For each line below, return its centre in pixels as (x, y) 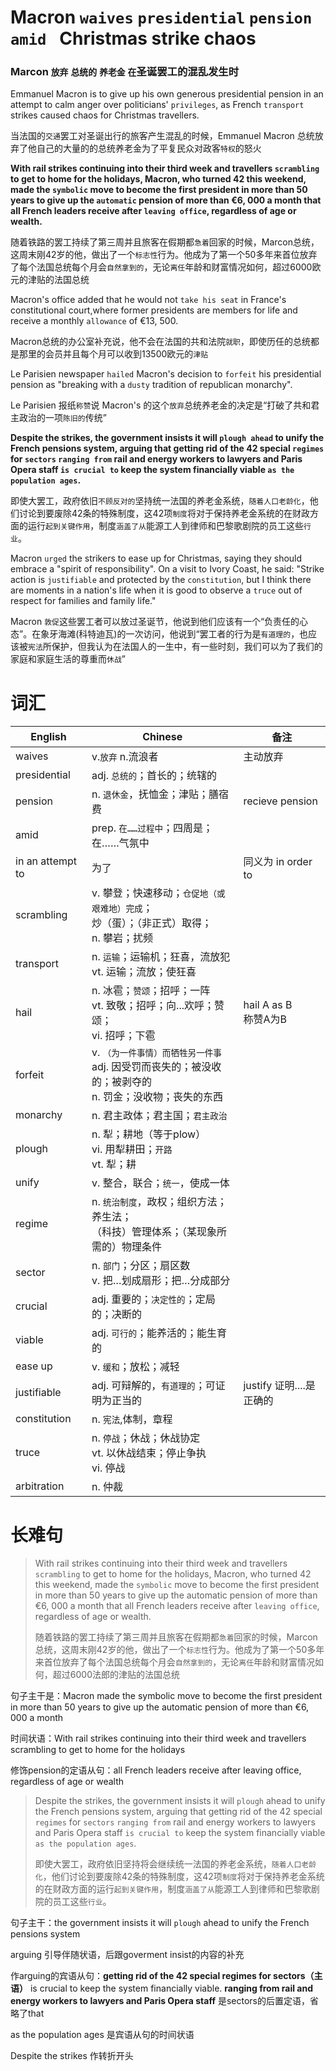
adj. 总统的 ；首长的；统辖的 (154, 776)
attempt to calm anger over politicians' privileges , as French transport (157, 105)
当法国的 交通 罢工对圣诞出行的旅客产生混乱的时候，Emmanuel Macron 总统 (162, 136)
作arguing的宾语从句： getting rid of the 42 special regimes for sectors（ (162, 1976)
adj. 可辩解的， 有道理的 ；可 (153, 1386)
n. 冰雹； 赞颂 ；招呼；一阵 (151, 991)
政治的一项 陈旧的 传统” (62, 418)
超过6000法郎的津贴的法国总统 (116, 1675)
